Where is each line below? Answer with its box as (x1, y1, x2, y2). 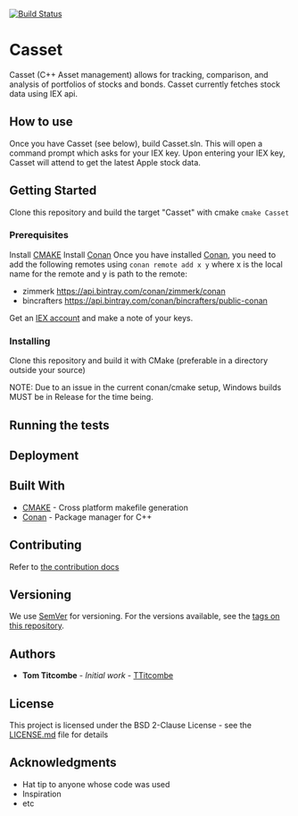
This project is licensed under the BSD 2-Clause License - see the (9, 720, 252, 730)
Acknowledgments (9, 755, 118, 770)
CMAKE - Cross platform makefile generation (21, 502, 189, 513)
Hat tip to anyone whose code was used (21, 778, 170, 789)
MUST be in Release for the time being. (9, 392, 153, 403)
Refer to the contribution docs (9, 561, 120, 572)
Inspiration (21, 788, 62, 799)
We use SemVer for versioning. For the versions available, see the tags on (9, 611, 280, 622)
